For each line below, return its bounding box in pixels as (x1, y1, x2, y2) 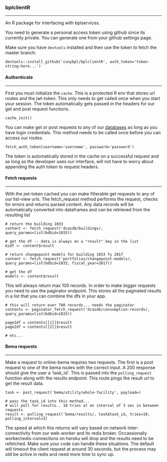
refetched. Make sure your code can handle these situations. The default (5, 441, 154, 447)
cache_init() (5, 115, 32, 120)
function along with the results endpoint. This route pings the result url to (5, 375, 155, 381)
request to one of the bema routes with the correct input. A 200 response (5, 365, 156, 370)
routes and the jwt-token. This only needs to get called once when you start (5, 95, 161, 101)
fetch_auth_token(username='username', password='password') (5, 144, 135, 149)
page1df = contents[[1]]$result (5, 320, 72, 325)
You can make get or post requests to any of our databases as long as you (5, 124, 158, 130)
